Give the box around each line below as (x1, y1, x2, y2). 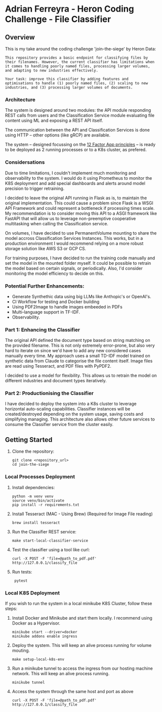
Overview (5, 33, 35, 41)
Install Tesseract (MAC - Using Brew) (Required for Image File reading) (12, 511, 153, 517)
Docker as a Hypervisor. (12, 620, 60, 626)
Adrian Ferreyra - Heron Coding (5, 3, 134, 15)
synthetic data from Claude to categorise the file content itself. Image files (5, 358, 153, 364)
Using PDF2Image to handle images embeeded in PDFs (12, 304, 122, 309)
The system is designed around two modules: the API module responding (5, 107, 151, 113)
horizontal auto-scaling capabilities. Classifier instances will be (5, 406, 131, 412)
